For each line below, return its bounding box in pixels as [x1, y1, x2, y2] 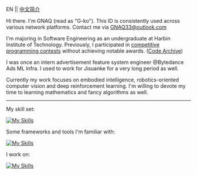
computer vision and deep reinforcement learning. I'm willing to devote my [6, 83, 186, 90]
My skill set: [6, 105, 35, 112]
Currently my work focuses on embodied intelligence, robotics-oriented [6, 76, 179, 83]
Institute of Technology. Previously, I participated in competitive [6, 41, 160, 48]
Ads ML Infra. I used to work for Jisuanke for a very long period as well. [6, 65, 179, 72]
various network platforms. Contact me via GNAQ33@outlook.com [6, 23, 167, 30]
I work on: [6, 151, 30, 157]
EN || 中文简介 [6, 6, 40, 12]
